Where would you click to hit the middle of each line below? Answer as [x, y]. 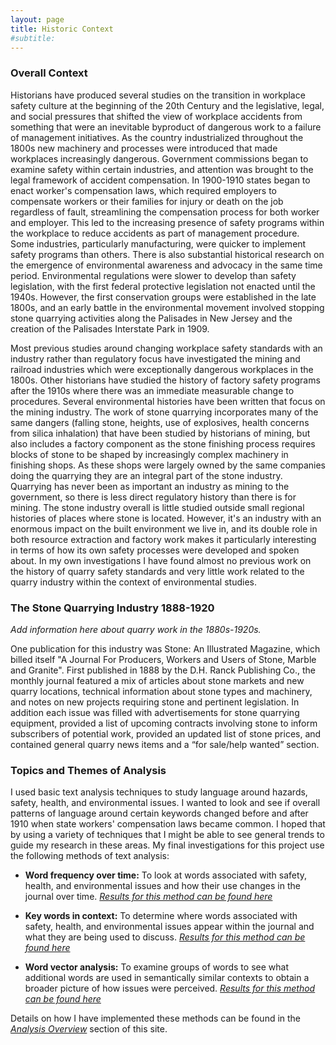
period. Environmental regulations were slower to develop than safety [153, 275]
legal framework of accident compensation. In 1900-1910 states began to [160, 180]
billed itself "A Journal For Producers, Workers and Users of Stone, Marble [163, 659]
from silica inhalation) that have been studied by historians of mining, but [160, 433]
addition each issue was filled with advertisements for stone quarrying [155, 712]
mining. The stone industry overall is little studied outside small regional [157, 507]
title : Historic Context [62, 29]
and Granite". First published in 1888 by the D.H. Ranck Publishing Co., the [163, 670]
